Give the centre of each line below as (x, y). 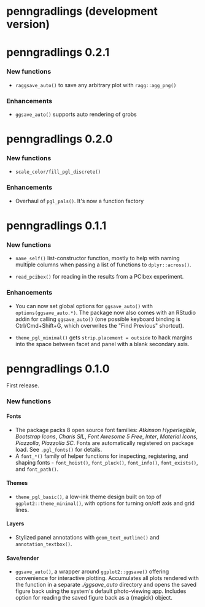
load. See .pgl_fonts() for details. (59, 449)
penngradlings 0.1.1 (56, 226)
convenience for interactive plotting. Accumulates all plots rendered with (107, 578)
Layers (15, 524)
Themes (17, 483)
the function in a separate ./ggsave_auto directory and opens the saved (106, 585)
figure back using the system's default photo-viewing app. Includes (101, 591)
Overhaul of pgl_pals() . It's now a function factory (79, 201)
